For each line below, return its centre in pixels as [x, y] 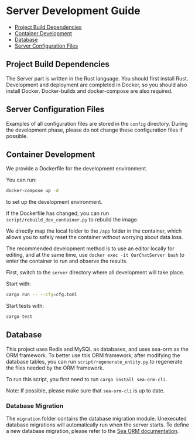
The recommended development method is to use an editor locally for [90, 248]
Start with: [18, 284]
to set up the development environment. [54, 202]
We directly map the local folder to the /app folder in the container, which [94, 231]
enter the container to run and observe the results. [67, 261]
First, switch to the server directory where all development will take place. [95, 273]
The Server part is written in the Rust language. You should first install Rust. [97, 78]
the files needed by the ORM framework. [55, 368]
